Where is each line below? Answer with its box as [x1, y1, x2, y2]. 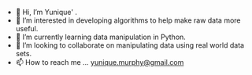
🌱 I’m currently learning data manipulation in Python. [15, 32, 187, 41]
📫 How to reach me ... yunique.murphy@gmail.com [15, 58, 184, 66]
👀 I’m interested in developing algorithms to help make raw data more [15, 16, 242, 25]
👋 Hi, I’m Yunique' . [15, 8, 77, 16]
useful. [15, 24, 39, 33]
